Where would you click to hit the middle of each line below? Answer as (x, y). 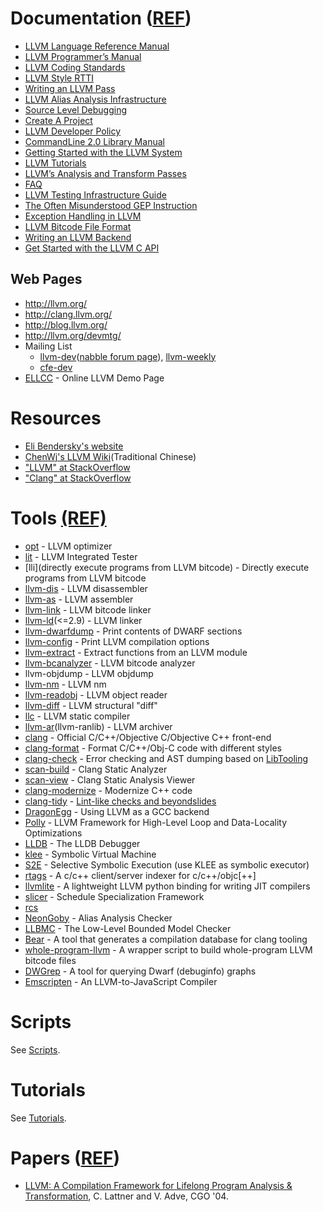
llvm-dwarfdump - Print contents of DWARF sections (133, 631)
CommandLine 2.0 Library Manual (94, 141)
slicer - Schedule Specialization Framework (114, 896)
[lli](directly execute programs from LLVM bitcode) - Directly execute (167, 567)
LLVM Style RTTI (59, 78)
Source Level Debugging (76, 109)
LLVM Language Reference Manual (97, 46)
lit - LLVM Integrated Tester (81, 556)
